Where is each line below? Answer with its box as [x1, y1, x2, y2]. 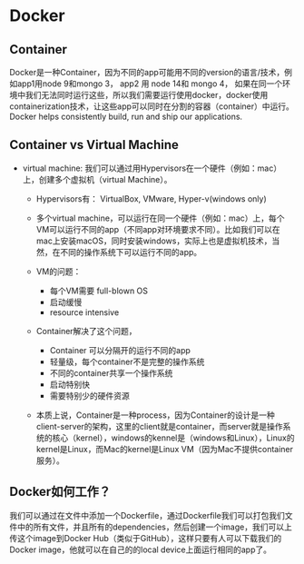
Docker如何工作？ [9, 484, 112, 500]
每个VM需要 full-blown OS [49, 285, 148, 296]
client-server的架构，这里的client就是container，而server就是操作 [35, 421, 283, 431]
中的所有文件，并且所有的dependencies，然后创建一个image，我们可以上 [16, 521, 292, 532]
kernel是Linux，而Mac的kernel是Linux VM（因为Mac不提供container [35, 443, 293, 454]
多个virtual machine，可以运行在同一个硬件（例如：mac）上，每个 [35, 213, 285, 223]
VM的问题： [35, 265, 82, 277]
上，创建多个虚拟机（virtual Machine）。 [22, 173, 172, 184]
